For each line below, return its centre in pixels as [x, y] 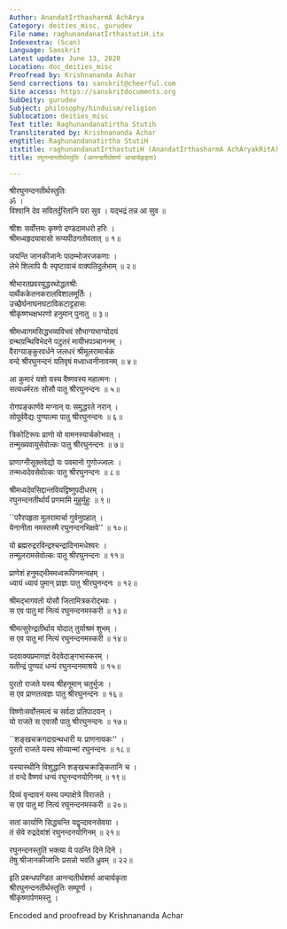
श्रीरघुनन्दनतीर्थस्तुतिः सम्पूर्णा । [51, 887]
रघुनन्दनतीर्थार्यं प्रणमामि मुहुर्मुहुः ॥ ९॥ [60, 500]
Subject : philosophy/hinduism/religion [83, 108]
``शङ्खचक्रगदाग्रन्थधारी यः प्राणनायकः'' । [67, 739]
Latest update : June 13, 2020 [65, 59]
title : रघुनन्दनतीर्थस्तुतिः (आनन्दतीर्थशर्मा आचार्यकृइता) [83, 157]
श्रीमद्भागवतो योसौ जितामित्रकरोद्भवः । [63, 600]
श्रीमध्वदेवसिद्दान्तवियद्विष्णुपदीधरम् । [57, 489]
